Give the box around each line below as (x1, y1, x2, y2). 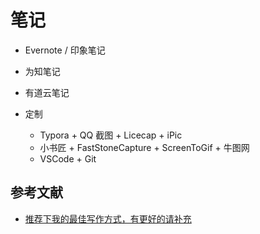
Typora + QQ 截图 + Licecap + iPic (39, 129, 183, 141)
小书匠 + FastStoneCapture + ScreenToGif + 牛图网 (39, 141, 250, 153)
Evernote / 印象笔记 (24, 44, 106, 56)
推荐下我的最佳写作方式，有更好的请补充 (24, 212, 192, 225)
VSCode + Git (39, 152, 97, 165)
